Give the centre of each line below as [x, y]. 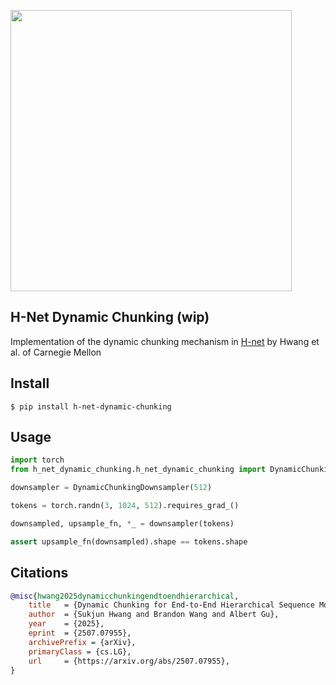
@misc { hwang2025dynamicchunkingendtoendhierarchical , [125, 596]
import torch [37, 460]
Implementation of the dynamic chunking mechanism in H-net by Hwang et [165, 341]
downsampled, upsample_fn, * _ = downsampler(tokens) [122, 523]
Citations [39, 573]
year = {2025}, [66, 624]
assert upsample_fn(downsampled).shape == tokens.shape [129, 541]
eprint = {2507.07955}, [80, 633]
